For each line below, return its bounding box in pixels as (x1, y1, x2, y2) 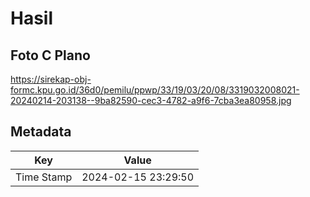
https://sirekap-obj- (10, 73, 92, 85)
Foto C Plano (10, 47, 91, 64)
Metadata (10, 123, 72, 141)
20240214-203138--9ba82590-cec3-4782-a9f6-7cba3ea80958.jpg (10, 95, 292, 106)
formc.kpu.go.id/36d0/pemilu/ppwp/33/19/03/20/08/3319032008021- (10, 84, 300, 96)
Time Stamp (15, 170, 73, 184)
